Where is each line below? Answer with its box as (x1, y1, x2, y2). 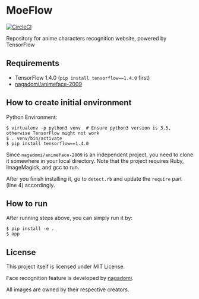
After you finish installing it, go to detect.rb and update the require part (6, 175, 182, 182)
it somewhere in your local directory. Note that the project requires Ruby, (6, 157, 184, 164)
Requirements (6, 58, 59, 68)
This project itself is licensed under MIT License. (6, 263, 125, 270)
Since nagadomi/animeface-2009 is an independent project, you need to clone (6, 151, 194, 158)
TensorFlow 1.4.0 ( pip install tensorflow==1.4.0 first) (14, 74, 150, 81)
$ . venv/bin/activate (6, 135, 62, 141)
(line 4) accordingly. (6, 181, 55, 188)
